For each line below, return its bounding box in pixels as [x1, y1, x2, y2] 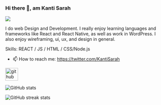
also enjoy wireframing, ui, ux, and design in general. [5, 36, 115, 42]
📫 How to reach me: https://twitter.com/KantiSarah [12, 56, 120, 62]
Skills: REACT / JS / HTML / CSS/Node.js [5, 46, 90, 52]
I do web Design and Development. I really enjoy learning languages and [5, 25, 156, 32]
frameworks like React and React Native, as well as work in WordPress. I [5, 31, 156, 37]
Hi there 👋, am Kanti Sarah [5, 5, 71, 12]
